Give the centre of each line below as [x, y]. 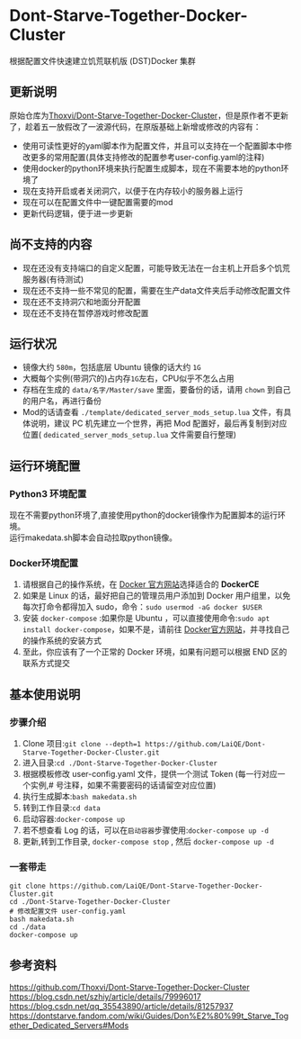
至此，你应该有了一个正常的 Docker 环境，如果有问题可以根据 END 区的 [155, 652]
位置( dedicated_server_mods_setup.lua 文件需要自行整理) [129, 435]
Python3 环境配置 [48, 493]
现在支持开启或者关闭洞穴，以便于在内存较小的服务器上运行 [133, 191]
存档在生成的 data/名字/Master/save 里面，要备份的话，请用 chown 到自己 [156, 390]
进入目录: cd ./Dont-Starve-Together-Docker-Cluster [120, 763]
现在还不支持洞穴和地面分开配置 [81, 302]
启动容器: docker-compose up [74, 819]
